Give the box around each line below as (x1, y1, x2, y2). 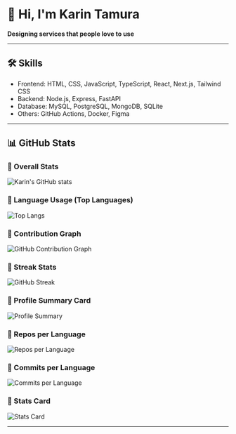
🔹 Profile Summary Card (7, 296, 91, 305)
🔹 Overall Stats (7, 162, 59, 171)
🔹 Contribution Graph (7, 228, 81, 238)
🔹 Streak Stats (7, 262, 57, 272)
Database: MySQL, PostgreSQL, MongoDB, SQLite (17, 102, 164, 110)
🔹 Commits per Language (7, 362, 96, 372)
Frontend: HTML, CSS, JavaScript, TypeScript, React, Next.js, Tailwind (17, 79, 221, 88)
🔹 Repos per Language (7, 329, 86, 339)
